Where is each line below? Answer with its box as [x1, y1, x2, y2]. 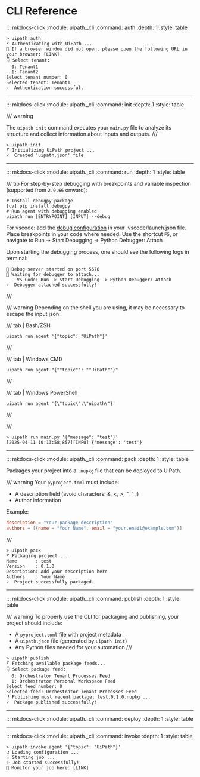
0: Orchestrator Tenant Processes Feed [11, 673, 111, 679]
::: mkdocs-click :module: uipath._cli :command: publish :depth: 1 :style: [6, 595, 182, 602]
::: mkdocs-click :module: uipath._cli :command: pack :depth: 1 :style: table [6, 455, 189, 462]
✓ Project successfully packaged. [6, 579, 95, 585]
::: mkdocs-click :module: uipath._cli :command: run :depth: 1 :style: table [6, 168, 185, 176]
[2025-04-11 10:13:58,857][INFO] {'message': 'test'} [6, 439, 143, 446]
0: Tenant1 [11, 64, 39, 70]
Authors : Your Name [6, 573, 65, 580]
